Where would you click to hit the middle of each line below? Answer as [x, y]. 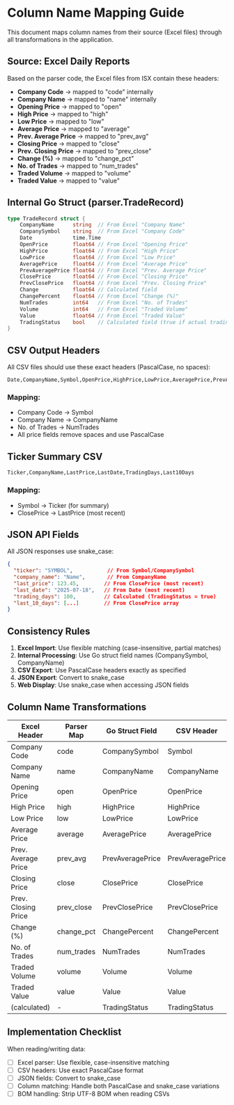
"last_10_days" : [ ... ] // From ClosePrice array [96, 603]
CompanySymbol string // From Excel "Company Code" [103, 231]
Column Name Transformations [77, 707]
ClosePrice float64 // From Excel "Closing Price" [104, 277]
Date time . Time [60, 238]
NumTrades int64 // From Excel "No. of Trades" [104, 302]
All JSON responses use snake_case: [61, 551]
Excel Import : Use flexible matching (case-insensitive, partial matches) [119, 648]
